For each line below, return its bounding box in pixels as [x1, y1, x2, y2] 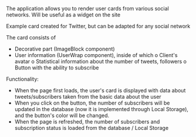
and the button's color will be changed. [14, 112, 110, 119]
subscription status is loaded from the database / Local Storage [14, 125, 169, 131]
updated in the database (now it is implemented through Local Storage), [14, 106, 189, 112]
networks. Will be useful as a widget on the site [6, 11, 121, 18]
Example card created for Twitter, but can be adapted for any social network [6, 23, 191, 29]
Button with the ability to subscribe [14, 64, 99, 71]
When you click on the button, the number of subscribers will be [14, 99, 170, 106]
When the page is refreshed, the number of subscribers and [14, 118, 160, 125]
